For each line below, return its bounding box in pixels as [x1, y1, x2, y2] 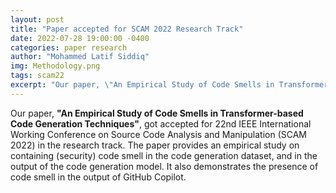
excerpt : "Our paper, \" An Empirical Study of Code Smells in [10, 80, 275, 90]
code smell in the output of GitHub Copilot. [10, 171, 187, 183]
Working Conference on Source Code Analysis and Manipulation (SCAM [10, 128, 307, 140]
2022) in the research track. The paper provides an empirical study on [10, 139, 300, 151]
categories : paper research [10, 42, 128, 53]
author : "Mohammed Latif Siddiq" [10, 52, 150, 62]
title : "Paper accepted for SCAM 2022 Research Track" [10, 24, 244, 34]
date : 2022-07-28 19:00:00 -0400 [10, 33, 150, 43]
